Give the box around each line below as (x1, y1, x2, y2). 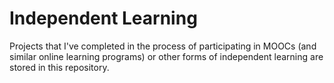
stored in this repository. (9, 61, 110, 73)
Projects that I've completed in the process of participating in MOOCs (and (9, 40, 317, 52)
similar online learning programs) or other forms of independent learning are (9, 50, 324, 62)
